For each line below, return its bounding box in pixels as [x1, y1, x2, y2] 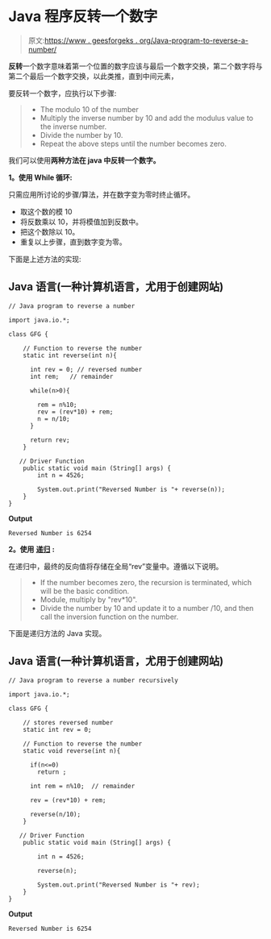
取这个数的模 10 [19, 206, 73, 216]
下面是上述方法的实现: [8, 254, 82, 264]
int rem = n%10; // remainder [29, 782, 135, 790]
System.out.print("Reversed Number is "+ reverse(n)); [37, 485, 226, 493]
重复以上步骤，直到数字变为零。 [19, 237, 127, 247]
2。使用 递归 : [8, 544, 55, 554]
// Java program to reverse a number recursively [8, 676, 179, 684]
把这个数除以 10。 [19, 226, 80, 236]
